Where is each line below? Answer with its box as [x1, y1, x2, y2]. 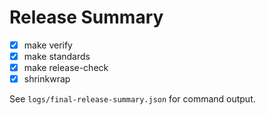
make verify [23, 39, 73, 51]
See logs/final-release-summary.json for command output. [9, 93, 256, 105]
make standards [23, 51, 91, 62]
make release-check [23, 62, 109, 74]
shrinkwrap [23, 73, 71, 85]
